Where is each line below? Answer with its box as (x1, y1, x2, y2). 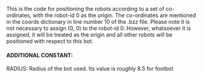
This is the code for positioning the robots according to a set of (6, 5, 165, 12)
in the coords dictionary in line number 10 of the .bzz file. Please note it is (6, 18, 190, 25)
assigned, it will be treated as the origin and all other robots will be (6, 31, 173, 38)
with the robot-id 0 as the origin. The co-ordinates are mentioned (32, 12, 197, 19)
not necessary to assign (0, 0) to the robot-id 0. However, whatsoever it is (6, 24, 192, 32)
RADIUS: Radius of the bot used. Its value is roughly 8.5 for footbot (6, 65, 173, 73)
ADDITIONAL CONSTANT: (6, 51, 73, 58)
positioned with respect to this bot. (6, 38, 94, 44)
